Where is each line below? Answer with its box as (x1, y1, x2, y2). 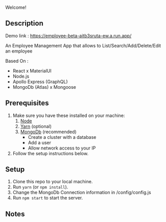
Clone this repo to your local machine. (12, 179, 93, 185)
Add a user (28, 139, 52, 145)
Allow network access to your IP (28, 145, 96, 151)
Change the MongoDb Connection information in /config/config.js (12, 189, 152, 195)
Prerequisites (5, 99, 49, 108)
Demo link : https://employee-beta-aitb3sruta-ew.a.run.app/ (5, 33, 132, 39)
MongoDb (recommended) (20, 129, 77, 135)
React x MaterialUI (12, 67, 52, 73)
